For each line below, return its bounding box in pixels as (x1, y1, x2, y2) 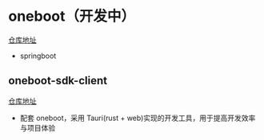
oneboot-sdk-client (8, 74, 108, 87)
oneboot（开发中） (8, 7, 136, 25)
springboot (19, 51, 57, 60)
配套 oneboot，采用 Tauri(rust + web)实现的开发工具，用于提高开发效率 (19, 113, 256, 122)
